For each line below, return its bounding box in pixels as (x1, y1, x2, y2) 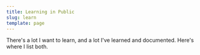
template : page (6, 20, 45, 26)
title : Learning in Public (6, 8, 75, 15)
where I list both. (6, 43, 49, 50)
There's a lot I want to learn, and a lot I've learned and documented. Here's (6, 37, 195, 44)
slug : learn (6, 15, 36, 21)
